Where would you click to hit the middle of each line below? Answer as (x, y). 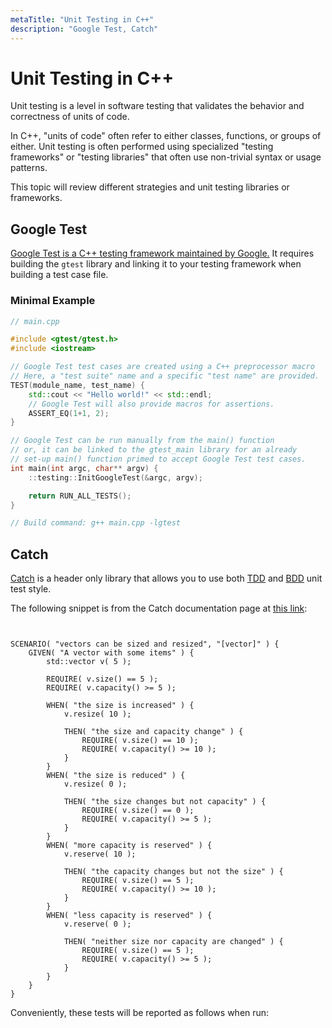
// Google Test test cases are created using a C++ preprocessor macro (162, 367)
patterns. (29, 168)
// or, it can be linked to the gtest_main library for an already (154, 450)
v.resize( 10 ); (97, 714)
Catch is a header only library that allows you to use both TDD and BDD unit (166, 578)
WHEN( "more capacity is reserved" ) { (129, 846)
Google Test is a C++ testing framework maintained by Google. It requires (162, 253)
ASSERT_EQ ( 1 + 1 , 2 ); (69, 413)
